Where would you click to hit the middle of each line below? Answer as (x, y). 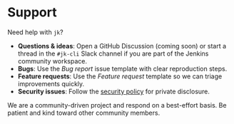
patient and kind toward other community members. (84, 113)
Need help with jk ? (35, 32)
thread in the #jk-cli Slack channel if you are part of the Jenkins (113, 53)
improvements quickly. (51, 83)
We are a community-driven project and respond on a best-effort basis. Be (117, 105)
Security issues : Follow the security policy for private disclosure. (114, 91)
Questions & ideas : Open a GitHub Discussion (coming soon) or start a (122, 46)
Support (32, 12)
